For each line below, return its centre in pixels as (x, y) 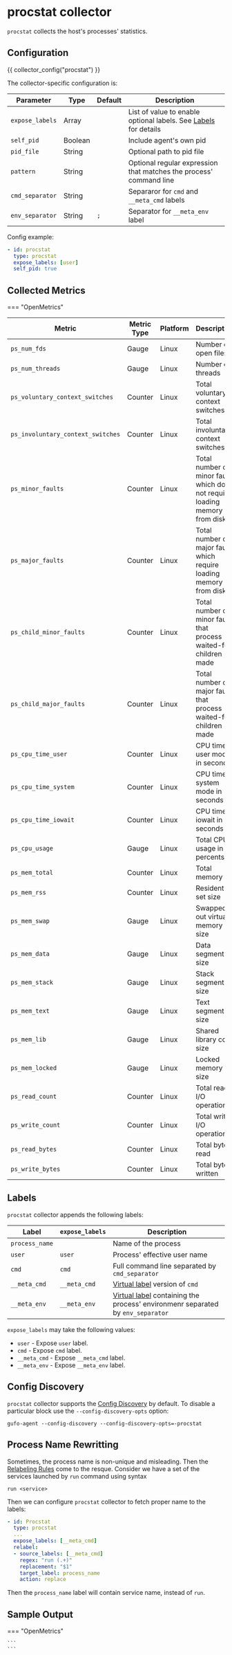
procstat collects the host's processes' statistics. (77, 31)
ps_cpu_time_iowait (42, 820)
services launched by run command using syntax (77, 1476)
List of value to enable (164, 111)
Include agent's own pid (167, 140)
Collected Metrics (47, 290)
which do (211, 485)
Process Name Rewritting (63, 1445)
